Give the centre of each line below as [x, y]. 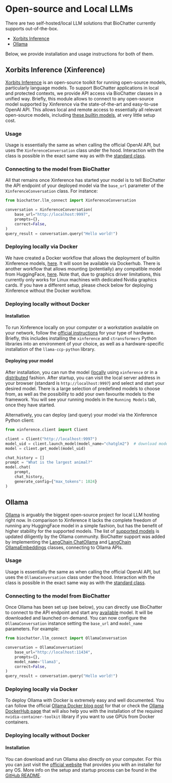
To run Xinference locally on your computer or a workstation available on [82, 327]
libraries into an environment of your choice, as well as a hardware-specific [85, 343]
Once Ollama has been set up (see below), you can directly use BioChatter [84, 607]
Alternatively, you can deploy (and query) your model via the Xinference [81, 415]
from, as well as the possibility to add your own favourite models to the [80, 394]
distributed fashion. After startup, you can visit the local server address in [83, 378]
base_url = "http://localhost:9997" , [52, 215]
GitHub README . [23, 775]
